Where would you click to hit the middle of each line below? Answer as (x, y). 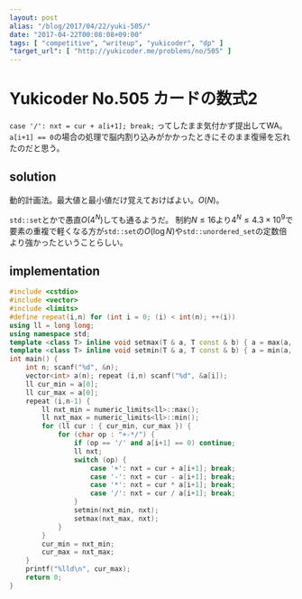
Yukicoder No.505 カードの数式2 (134, 99)
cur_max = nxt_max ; (78, 552)
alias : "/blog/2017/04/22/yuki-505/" (80, 26)
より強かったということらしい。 (69, 242)
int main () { (34, 359)
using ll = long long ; (52, 325)
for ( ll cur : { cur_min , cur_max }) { (117, 426)
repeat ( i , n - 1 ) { (58, 401)
